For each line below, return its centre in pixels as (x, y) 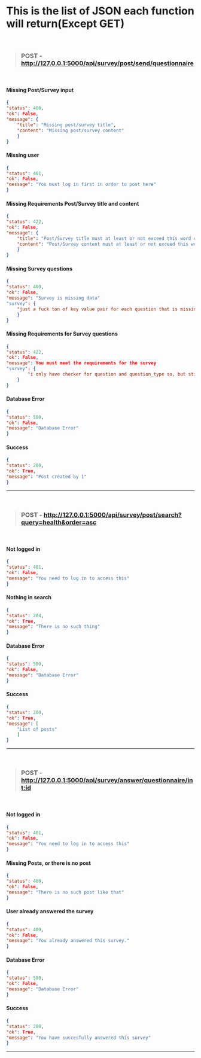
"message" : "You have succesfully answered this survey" (79, 1038)
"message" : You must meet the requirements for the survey (81, 363)
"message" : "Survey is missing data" (53, 298)
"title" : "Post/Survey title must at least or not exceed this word (104, 238)
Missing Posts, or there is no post (48, 863)
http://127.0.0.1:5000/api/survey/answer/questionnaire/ (104, 780)
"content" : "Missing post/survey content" (71, 130)
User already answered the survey (50, 911)
